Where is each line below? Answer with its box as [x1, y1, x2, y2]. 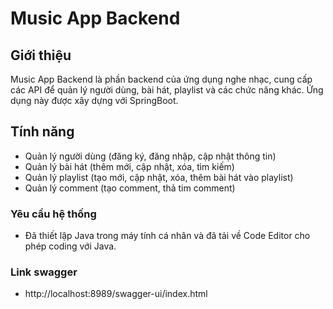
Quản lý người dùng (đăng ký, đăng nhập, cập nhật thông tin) [24, 150, 277, 162]
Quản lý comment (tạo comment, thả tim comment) [24, 182, 236, 194]
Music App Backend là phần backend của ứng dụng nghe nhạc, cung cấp [10, 73, 313, 85]
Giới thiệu [10, 47, 72, 64]
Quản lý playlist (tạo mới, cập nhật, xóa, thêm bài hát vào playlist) [24, 171, 294, 183]
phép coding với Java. [24, 240, 117, 252]
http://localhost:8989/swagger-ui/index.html [24, 288, 208, 300]
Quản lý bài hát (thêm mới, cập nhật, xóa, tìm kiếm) [24, 160, 235, 172]
